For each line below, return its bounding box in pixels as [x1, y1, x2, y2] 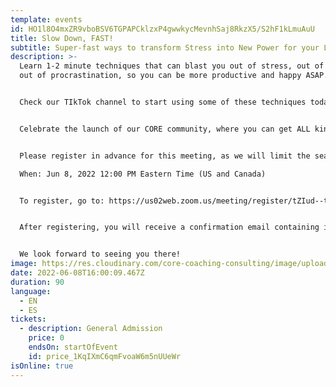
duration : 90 [10, 277, 65, 287]
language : [10, 286, 52, 296]
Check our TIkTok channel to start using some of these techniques [19, 97, 307, 107]
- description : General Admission [19, 324, 163, 334]
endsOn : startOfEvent [28, 342, 118, 352]
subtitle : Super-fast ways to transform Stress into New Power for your [10, 42, 320, 53]
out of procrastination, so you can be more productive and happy [19, 71, 302, 81]
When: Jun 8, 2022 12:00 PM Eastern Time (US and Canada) [19, 169, 267, 179]
